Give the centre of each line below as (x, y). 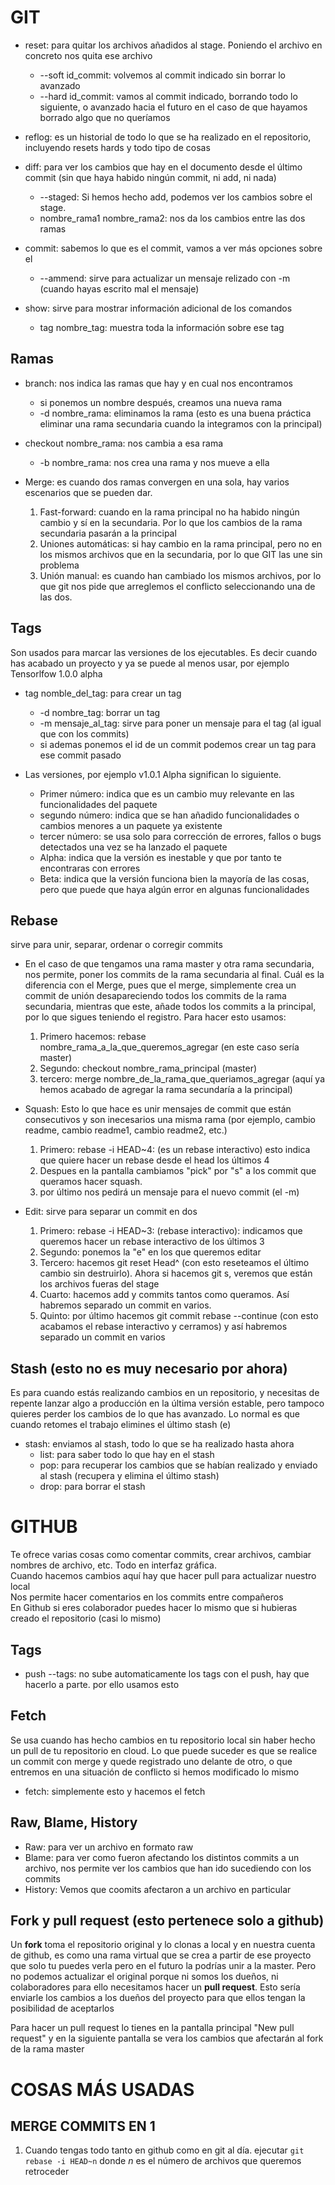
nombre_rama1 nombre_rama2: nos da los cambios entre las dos (172, 218)
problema (59, 565)
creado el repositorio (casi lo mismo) (86, 1618)
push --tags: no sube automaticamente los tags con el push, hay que (167, 1673)
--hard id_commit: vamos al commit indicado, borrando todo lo (168, 96)
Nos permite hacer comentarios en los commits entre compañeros (147, 1597)
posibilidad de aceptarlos (62, 2008)
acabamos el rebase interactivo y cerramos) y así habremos (163, 1327)
